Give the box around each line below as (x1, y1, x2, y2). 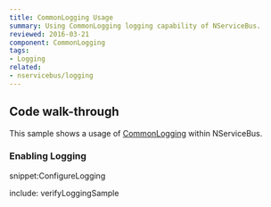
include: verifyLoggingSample (9, 187, 119, 198)
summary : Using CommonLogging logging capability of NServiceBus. (9, 21, 261, 30)
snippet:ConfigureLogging (9, 170, 106, 181)
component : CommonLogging (9, 37, 105, 47)
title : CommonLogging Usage (9, 12, 114, 22)
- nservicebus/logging (9, 71, 94, 80)
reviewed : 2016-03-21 (9, 29, 90, 38)
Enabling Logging (9, 150, 87, 162)
